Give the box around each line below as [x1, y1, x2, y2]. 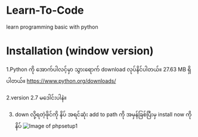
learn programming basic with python [6, 23, 98, 30]
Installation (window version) [6, 44, 154, 58]
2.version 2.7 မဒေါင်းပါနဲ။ [6, 94, 67, 101]
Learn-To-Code [6, 4, 85, 17]
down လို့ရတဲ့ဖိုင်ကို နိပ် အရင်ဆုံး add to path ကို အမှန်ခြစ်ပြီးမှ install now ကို [14, 111, 192, 118]
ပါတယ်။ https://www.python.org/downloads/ [6, 77, 116, 84]
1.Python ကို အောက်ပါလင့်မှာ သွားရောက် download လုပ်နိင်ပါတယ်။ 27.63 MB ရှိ [6, 66, 191, 73]
